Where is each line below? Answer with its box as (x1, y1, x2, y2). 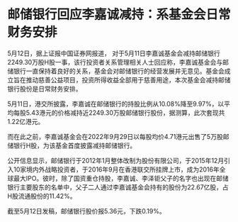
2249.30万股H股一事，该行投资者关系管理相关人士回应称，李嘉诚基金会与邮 (7, 57, 229, 66)
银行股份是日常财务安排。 (7, 84, 82, 93)
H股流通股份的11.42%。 (7, 192, 76, 200)
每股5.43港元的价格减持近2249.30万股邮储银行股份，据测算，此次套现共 (13, 108, 225, 117)
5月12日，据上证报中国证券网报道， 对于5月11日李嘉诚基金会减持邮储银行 (7, 49, 221, 57)
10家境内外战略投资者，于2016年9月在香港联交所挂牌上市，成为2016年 (13, 165, 220, 174)
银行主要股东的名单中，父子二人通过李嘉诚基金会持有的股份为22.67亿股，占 (7, 182, 229, 192)
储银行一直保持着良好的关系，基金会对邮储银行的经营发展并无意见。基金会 (7, 67, 225, 75)
